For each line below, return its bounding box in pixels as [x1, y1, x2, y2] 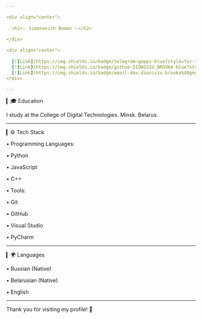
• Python [6, 152, 29, 159]
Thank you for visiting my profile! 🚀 [6, 306, 93, 313]
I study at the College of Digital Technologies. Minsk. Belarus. [6, 111, 159, 119]
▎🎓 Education [6, 98, 43, 105]
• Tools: [6, 187, 26, 194]
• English [6, 288, 29, 296]
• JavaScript [6, 164, 38, 171]
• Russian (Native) [6, 265, 52, 273]
